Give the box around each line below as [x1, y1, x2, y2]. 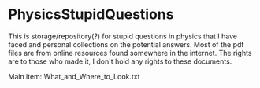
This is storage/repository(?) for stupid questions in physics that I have [8, 31, 238, 41]
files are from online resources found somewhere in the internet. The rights [8, 48, 252, 57]
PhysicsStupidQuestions [8, 5, 174, 24]
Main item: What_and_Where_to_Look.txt [8, 71, 140, 81]
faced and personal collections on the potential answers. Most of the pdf [8, 39, 244, 49]
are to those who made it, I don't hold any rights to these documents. [8, 57, 232, 66]
